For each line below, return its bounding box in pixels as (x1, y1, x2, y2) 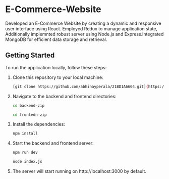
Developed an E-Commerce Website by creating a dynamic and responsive (5, 20, 161, 26)
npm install (12, 131, 38, 136)
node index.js (12, 159, 42, 164)
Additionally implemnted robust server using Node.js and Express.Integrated (5, 31, 164, 37)
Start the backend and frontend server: (12, 140, 94, 146)
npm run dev (12, 150, 38, 155)
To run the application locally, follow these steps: (5, 64, 107, 70)
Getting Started (5, 51, 55, 60)
